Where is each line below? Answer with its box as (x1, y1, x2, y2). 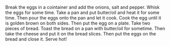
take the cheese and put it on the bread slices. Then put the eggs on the (5, 31, 156, 36)
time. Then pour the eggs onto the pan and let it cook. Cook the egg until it (5, 15, 161, 20)
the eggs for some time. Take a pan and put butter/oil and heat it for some (5, 9, 160, 15)
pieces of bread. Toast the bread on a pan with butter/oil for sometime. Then (5, 25, 165, 31)
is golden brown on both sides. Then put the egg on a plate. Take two (5, 20, 151, 26)
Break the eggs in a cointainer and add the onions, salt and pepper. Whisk (5, 4, 160, 10)
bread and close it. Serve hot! (5, 36, 67, 42)
